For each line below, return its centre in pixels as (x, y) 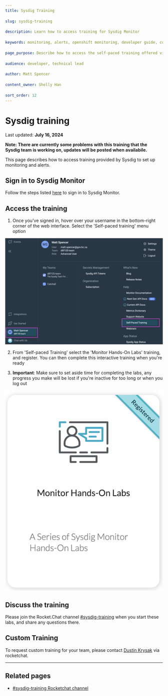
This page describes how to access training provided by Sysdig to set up (80, 159)
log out (20, 383)
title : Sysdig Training (30, 11)
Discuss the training (37, 605)
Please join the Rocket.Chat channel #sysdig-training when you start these (82, 617)
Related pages (28, 676)
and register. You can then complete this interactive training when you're (87, 358)
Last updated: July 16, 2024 (34, 135)
